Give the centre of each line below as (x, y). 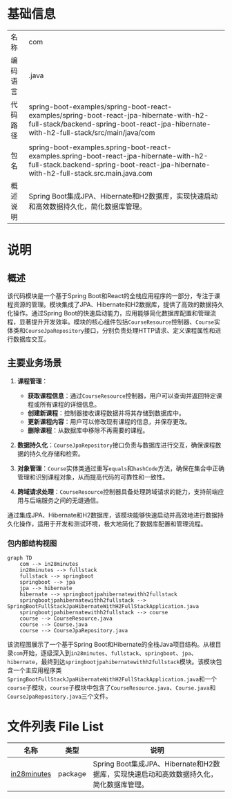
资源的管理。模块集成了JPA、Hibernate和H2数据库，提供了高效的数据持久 (118, 304)
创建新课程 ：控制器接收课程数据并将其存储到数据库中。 (106, 413)
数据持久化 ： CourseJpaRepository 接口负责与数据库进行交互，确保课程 (116, 445)
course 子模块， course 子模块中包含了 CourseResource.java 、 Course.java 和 (112, 688)
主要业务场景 (35, 363)
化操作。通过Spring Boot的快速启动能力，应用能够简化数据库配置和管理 (109, 313)
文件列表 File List (55, 727)
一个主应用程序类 (37, 670)
